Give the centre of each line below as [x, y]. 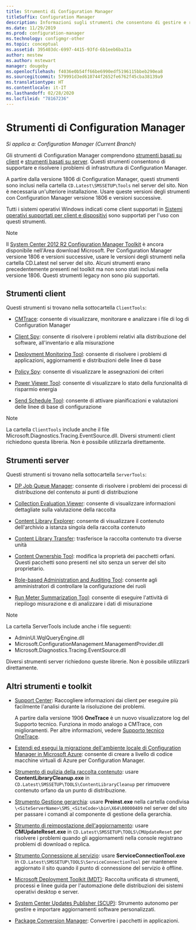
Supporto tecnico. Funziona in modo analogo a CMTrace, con [88, 724]
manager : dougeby [27, 66]
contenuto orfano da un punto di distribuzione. [70, 790]
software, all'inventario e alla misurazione [64, 343]
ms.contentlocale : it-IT [36, 88]
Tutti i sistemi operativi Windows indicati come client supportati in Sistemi [94, 209]
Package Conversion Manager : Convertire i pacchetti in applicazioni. [97, 921]
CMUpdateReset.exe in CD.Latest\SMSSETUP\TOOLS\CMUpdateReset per [98, 832]
